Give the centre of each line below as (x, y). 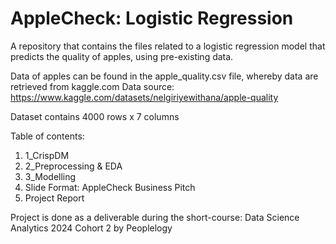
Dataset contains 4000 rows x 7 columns (95, 116)
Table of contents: (47, 136)
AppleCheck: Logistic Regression (152, 18)
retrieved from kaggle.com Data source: (92, 86)
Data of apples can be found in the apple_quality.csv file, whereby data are (164, 76)
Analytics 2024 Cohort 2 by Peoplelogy (91, 228)
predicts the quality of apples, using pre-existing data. (122, 56)
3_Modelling (50, 176)
